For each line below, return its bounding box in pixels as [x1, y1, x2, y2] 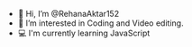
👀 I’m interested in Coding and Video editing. [17, 18, 184, 28]
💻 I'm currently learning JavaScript [17, 27, 151, 38]
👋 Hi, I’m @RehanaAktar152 [17, 9, 120, 19]
